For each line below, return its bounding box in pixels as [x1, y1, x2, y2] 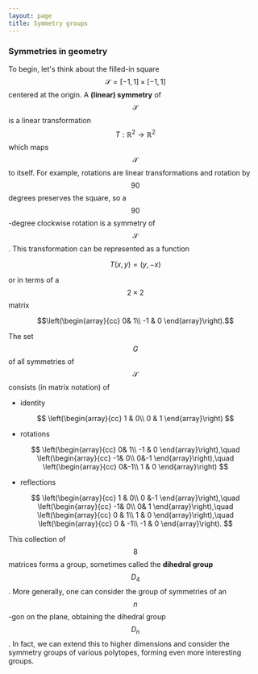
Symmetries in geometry [8, 46, 108, 57]
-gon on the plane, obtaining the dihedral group [8, 612, 167, 622]
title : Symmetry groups [8, 19, 89, 27]
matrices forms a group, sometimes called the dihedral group [8, 560, 214, 569]
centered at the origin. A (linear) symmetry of [8, 89, 161, 99]
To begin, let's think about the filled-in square [8, 64, 160, 73]
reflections [19, 478, 56, 487]
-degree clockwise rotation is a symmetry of [8, 218, 156, 228]
